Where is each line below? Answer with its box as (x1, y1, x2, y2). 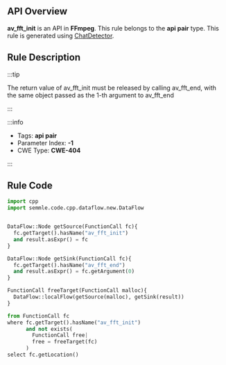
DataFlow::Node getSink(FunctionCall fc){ (7, 255, 132, 262)
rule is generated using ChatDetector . (7, 31, 114, 40)
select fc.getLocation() (7, 351, 79, 359)
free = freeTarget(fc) (32, 339, 98, 346)
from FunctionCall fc (7, 312, 70, 319)
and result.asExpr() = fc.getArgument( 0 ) (13, 268, 135, 275)
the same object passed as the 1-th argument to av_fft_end (7, 90, 175, 99)
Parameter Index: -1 (17, 138, 74, 147)
